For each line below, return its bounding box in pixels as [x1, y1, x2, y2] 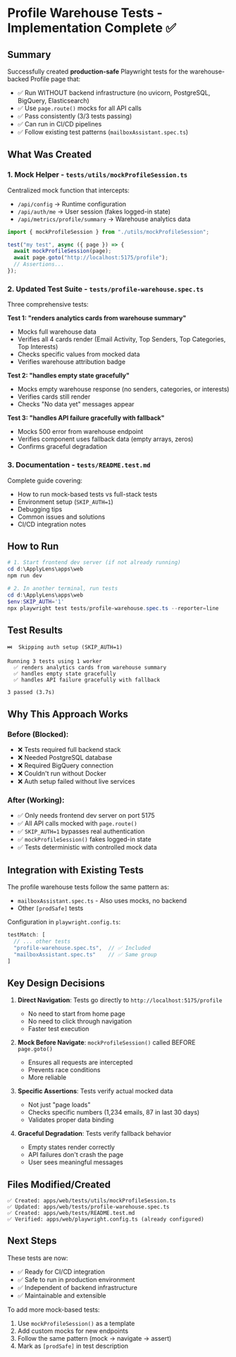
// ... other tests [13, 938, 71, 945]
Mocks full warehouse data [17, 327, 97, 336]
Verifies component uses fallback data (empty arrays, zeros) [17, 435, 194, 443]
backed [7, 75, 30, 83]
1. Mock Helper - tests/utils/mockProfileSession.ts [7, 170, 188, 180]
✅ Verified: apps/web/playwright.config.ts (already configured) [7, 1216, 204, 1223]
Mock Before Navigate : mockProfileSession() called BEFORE [17, 1038, 196, 1047]
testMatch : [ [7, 932, 46, 939]
